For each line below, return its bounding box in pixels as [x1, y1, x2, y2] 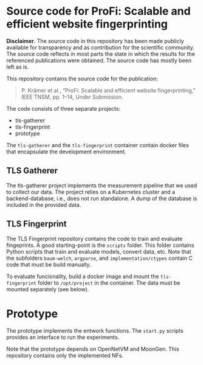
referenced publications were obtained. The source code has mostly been [6, 57, 191, 64]
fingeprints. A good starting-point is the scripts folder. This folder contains [6, 242, 194, 249]
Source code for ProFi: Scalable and [6, 4, 191, 18]
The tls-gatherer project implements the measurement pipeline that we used [6, 181, 198, 189]
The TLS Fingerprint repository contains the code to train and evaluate [6, 235, 183, 242]
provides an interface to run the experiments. [6, 333, 120, 341]
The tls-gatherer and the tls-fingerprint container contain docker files [6, 141, 190, 148]
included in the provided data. [6, 201, 81, 208]
